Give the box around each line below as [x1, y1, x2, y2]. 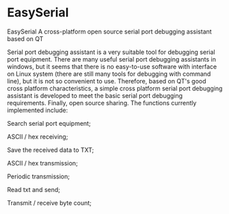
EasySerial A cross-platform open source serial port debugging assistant [7, 27, 212, 36]
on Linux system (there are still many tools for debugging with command [7, 70, 211, 78]
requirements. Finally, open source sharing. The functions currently [7, 98, 197, 107]
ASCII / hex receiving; [7, 132, 68, 141]
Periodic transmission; [7, 172, 70, 180]
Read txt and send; [7, 185, 60, 193]
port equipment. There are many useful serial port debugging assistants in [7, 55, 217, 63]
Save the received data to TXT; [7, 146, 94, 154]
